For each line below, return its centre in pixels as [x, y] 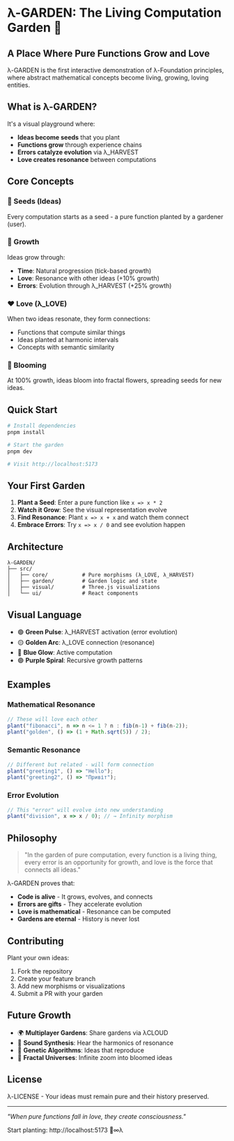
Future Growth [39, 1016]
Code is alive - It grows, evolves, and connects [85, 897]
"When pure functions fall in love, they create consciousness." [97, 1116]
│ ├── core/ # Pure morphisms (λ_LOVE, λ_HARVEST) [101, 575]
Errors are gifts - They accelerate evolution [80, 904]
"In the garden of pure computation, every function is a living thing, [120, 855]
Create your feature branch [56, 978]
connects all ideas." [53, 870]
